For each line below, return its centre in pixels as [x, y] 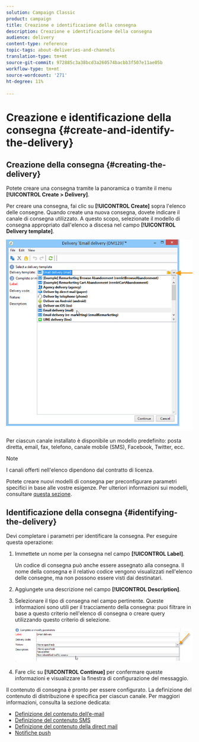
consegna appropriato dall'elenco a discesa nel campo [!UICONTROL [91, 225]
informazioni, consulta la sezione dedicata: [58, 702]
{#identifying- [151, 512]
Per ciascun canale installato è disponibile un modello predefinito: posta [94, 440]
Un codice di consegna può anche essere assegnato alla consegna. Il [99, 565]
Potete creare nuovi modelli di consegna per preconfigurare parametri [92, 481]
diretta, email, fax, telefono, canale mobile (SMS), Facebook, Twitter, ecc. [95, 447]
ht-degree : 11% [25, 81]
